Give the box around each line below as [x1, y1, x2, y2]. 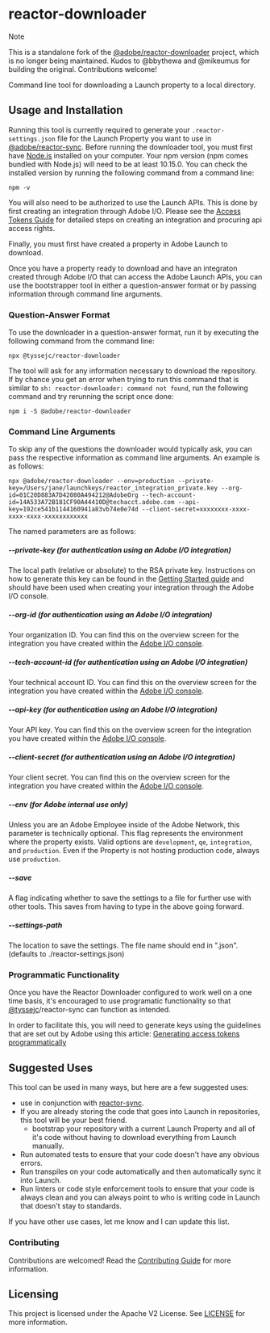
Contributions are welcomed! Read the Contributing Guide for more [8, 1255, 231, 1265]
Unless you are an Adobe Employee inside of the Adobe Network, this [8, 820, 240, 830]
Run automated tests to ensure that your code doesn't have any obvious [19, 1150, 260, 1159]
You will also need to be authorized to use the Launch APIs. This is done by [8, 197, 258, 207]
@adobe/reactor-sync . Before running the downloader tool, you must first [8, 142, 253, 152]
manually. [31, 1141, 64, 1151]
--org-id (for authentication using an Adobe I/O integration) [8, 609, 213, 619]
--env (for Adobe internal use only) [8, 799, 129, 809]
